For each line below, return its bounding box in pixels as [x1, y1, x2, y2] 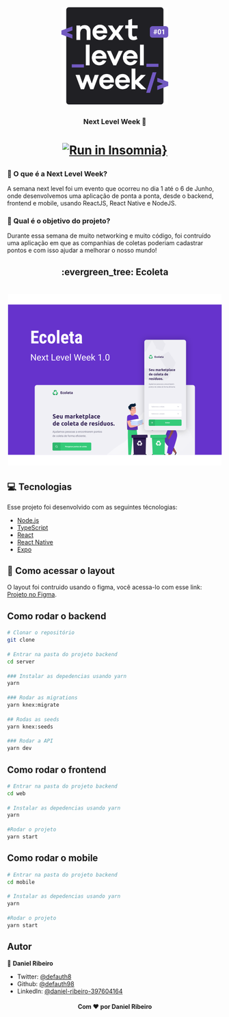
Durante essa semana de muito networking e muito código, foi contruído [7, 231, 211, 240]
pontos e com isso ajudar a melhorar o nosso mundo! [7, 247, 157, 255]
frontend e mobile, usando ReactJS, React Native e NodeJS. [7, 199, 177, 207]
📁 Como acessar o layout [7, 565, 115, 577]
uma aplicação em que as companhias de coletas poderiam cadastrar [7, 239, 204, 247]
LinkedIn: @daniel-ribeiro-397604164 [16, 987, 123, 995]
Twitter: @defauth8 [16, 972, 72, 981]
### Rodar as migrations [7, 694, 78, 701]
